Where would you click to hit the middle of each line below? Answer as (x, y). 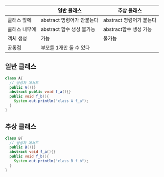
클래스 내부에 (22, 29)
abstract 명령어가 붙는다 (130, 20)
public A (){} (23, 87)
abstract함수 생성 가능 (128, 29)
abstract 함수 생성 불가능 (68, 29)
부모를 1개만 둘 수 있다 (65, 48)
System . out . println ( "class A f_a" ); (51, 101)
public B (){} (23, 147)
